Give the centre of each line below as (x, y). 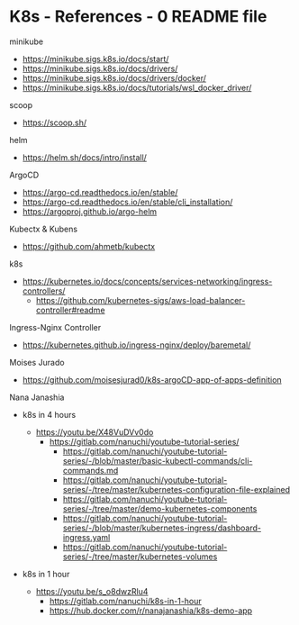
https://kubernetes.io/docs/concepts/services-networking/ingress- (147, 281)
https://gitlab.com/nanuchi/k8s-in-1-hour (126, 601)
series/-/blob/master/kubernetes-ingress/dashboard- (162, 528)
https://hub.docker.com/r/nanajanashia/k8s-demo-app (151, 611)
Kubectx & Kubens (44, 229)
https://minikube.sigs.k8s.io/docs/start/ (95, 59)
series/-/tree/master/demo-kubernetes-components (160, 508)
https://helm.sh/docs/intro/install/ (84, 157)
